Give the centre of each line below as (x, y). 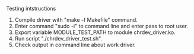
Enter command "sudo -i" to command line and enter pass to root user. (101, 26)
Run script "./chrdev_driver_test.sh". (58, 38)
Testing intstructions (31, 9)
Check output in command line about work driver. (75, 45)
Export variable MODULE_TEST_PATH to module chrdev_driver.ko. (95, 32)
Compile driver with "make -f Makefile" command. (76, 20)
